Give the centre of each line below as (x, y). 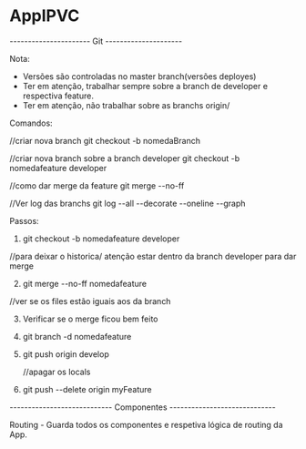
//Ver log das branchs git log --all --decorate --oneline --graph (127, 203)
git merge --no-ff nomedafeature (85, 283)
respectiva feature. (58, 96)
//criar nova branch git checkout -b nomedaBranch (105, 140)
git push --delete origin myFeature (87, 389)
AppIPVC (45, 16)
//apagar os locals (56, 372)
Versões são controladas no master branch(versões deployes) (139, 76)
